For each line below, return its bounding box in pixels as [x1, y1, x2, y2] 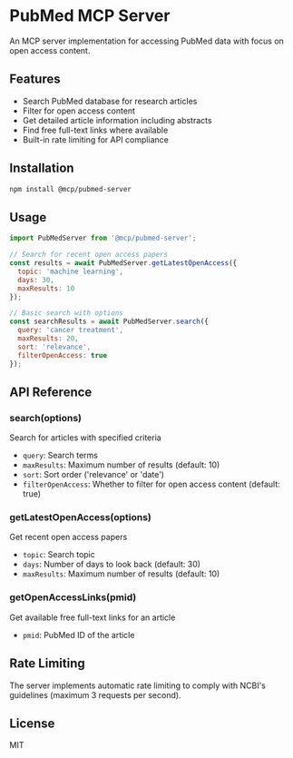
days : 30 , [17, 275, 54, 284]
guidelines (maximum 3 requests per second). [9, 689, 181, 700]
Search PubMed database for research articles [22, 95, 198, 106]
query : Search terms [22, 450, 98, 461]
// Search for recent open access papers [9, 251, 169, 260]
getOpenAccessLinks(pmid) [9, 591, 137, 604]
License [9, 715, 55, 731]
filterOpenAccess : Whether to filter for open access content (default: [22, 478, 281, 490]
